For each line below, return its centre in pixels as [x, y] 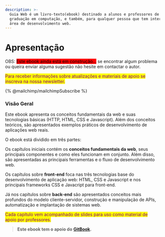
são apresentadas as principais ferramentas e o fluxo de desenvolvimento [80, 160]
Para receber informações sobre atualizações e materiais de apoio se [75, 76]
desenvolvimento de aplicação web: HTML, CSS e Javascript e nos [73, 180]
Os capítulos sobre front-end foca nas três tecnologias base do [69, 174]
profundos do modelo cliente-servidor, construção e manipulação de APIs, [81, 200]
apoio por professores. [28, 220]
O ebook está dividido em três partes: [43, 140]
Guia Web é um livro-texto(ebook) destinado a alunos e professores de [84, 14]
